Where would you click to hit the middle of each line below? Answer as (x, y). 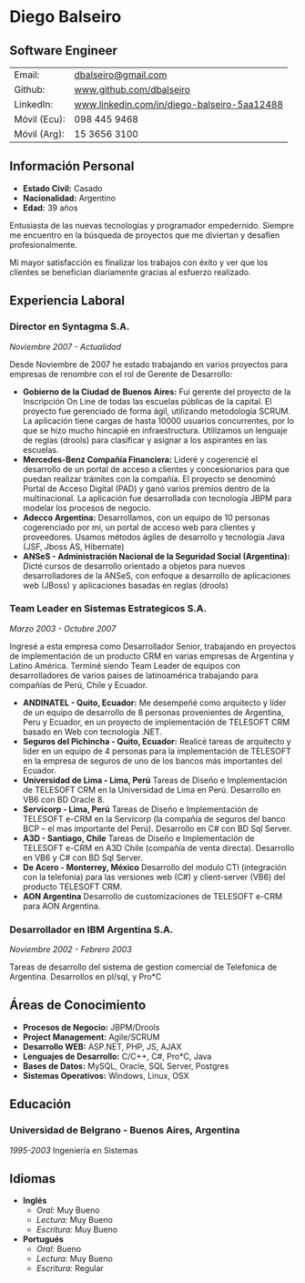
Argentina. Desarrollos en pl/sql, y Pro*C (86, 977)
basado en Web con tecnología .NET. (92, 732)
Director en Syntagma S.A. (70, 327)
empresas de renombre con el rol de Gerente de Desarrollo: (121, 374)
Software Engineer (64, 51)
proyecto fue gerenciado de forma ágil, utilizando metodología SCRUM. (157, 411)
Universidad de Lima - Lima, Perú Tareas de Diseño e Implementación (155, 780)
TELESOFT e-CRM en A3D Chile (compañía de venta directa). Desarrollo (158, 847)
